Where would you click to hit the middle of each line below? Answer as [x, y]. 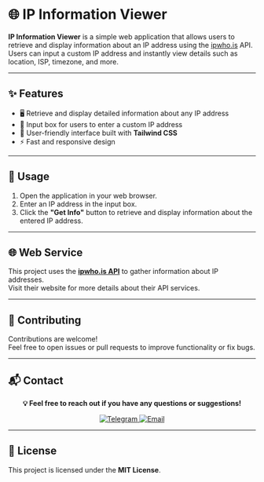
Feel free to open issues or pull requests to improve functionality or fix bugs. [132, 348]
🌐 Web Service [46, 252]
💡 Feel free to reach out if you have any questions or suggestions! [132, 403]
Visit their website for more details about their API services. [104, 288]
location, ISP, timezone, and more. [64, 61]
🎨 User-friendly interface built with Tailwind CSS [99, 133]
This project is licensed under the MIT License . [84, 469]
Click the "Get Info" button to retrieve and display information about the [136, 212]
